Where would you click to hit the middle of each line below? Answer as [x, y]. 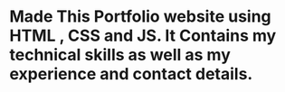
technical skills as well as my [120, 55]
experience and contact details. [131, 74]
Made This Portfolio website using [140, 17]
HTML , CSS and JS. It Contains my [143, 36]
